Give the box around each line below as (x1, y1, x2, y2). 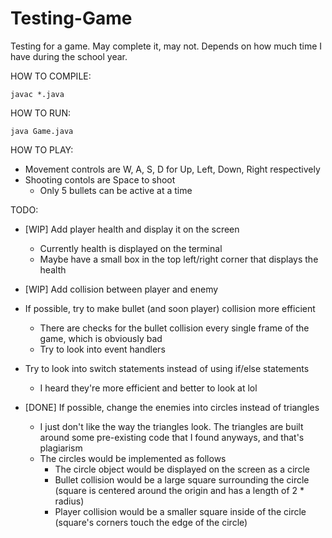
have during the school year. (10, 50, 128, 62)
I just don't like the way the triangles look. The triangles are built (39, 420, 304, 432)
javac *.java (10, 89, 65, 99)
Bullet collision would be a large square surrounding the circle (54, 473, 310, 486)
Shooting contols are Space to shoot (24, 173, 176, 186)
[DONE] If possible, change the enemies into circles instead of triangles (24, 401, 320, 413)
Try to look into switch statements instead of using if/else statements (24, 362, 310, 374)
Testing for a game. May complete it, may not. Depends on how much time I (10, 40, 323, 52)
